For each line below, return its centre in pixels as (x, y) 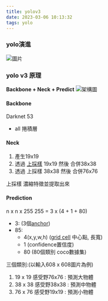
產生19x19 (27, 156)
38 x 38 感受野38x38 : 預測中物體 (55, 284)
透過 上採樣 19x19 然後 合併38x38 (55, 164)
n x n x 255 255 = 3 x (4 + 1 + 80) (47, 211)
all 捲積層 (26, 129)
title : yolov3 (24, 12)
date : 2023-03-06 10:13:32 (39, 17)
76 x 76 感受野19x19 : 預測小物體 (54, 292)
